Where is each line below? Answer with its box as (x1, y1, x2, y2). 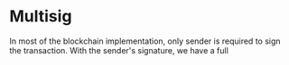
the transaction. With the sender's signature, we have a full (9, 45, 228, 55)
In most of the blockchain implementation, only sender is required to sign (9, 36, 282, 46)
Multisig (9, 6, 72, 27)
